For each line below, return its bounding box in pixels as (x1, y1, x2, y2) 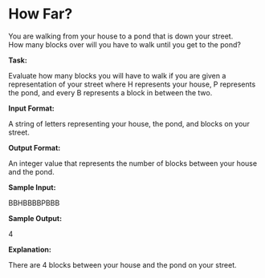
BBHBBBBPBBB (8, 198, 60, 207)
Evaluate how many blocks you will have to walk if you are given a (8, 71, 226, 80)
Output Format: (8, 143, 61, 152)
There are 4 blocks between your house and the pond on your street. (8, 260, 237, 269)
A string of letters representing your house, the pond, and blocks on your (8, 119, 251, 128)
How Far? (8, 5, 73, 23)
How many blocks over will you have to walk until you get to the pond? (8, 39, 241, 49)
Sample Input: (8, 182, 56, 192)
